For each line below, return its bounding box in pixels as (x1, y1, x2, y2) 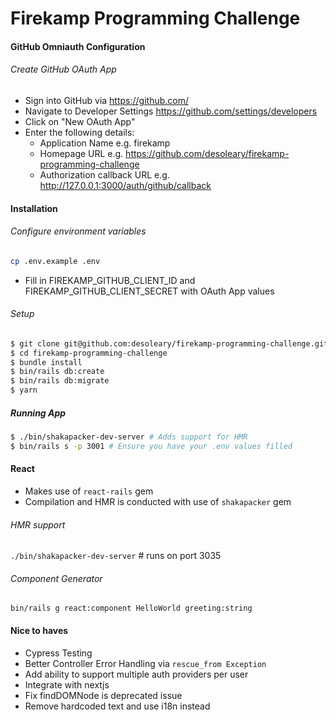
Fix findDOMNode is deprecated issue (24, 689, 183, 701)
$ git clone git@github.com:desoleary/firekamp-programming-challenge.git (10, 338, 329, 349)
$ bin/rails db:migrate (10, 376, 110, 386)
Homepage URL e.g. (39, 147, 124, 159)
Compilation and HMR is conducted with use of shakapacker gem (24, 496, 292, 508)
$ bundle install (10, 357, 83, 367)
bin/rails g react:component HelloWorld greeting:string (10, 603, 253, 614)
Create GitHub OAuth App (10, 63, 117, 76)
